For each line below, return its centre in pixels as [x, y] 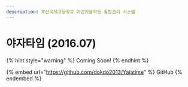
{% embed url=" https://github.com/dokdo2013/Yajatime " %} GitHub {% [94, 72]
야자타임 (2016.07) [51, 43]
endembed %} [24, 78]
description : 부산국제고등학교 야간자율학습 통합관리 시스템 [71, 12]
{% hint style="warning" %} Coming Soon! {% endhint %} [78, 60]
